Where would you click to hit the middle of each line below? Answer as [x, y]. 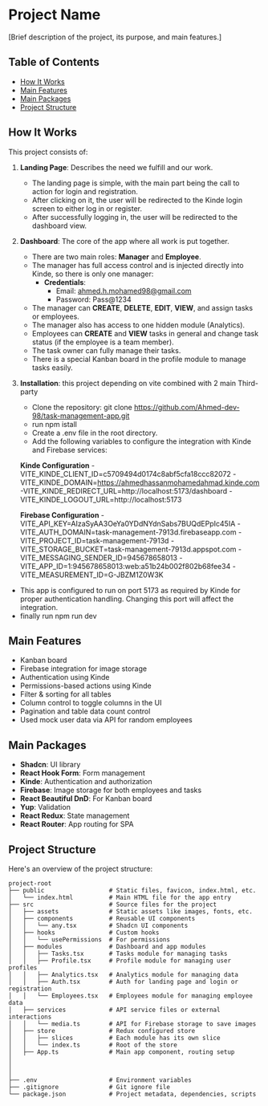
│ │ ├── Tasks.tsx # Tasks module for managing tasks [118, 954]
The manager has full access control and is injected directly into [138, 265]
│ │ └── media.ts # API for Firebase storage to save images [132, 1024]
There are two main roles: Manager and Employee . [117, 256]
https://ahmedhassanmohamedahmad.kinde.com [179, 482]
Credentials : [65, 282]
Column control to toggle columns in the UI [91, 703]
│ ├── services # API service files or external [114, 1010]
